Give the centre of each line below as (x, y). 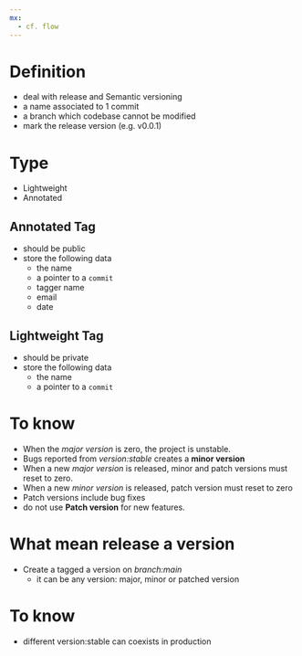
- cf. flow (38, 26)
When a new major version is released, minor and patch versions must (155, 468)
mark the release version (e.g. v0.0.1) (92, 126)
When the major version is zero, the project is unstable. (126, 449)
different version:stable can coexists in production (117, 641)
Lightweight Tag (57, 336)
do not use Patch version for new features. (104, 507)
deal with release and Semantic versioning (102, 97)
